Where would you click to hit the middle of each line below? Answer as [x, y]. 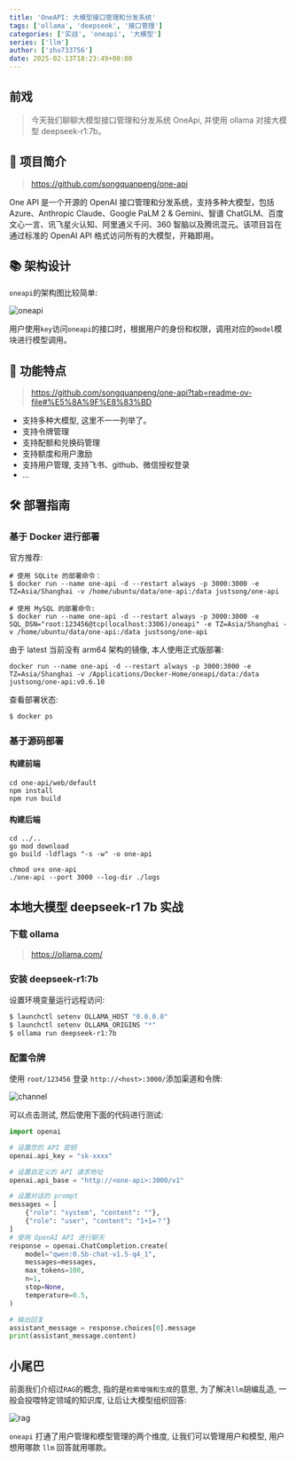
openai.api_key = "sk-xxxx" [61, 1155]
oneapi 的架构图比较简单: [53, 293]
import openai [35, 1132]
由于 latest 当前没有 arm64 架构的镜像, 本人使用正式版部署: [117, 649]
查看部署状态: [34, 699]
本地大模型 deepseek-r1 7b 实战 [97, 907]
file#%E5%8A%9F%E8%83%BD [91, 402]
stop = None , [45, 1287]
